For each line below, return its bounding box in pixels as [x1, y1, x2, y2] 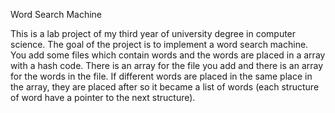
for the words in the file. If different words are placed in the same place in [10, 70, 313, 82]
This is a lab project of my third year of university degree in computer [10, 28, 297, 39]
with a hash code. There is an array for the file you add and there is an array [10, 60, 324, 71]
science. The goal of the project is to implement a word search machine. [10, 39, 309, 50]
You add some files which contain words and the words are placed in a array [10, 49, 326, 61]
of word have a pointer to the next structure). [10, 92, 196, 103]
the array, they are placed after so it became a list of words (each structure [10, 81, 320, 93]
